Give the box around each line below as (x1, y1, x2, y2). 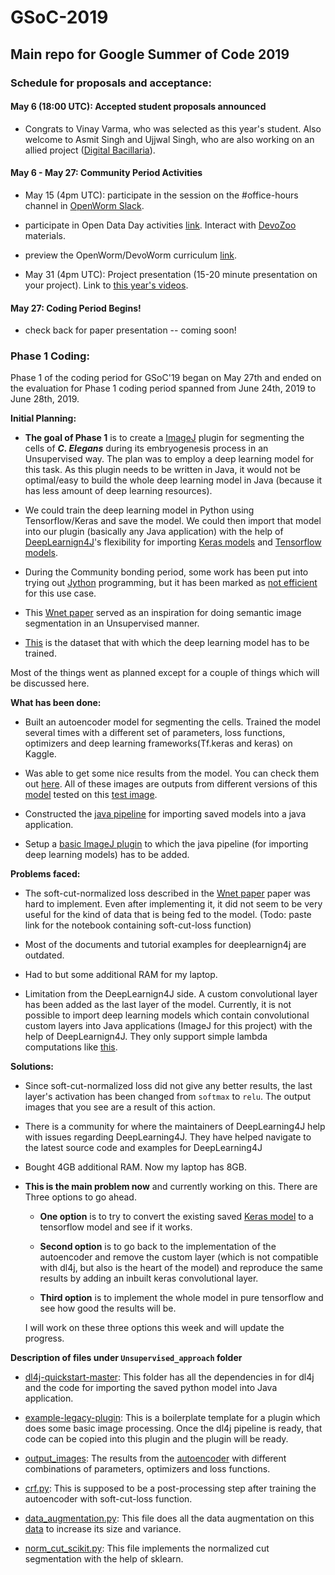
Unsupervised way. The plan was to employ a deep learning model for (24, 453, 315, 465)
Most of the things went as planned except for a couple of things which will (10, 667, 320, 679)
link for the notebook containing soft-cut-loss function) (24, 919, 252, 931)
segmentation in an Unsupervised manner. (24, 617, 200, 630)
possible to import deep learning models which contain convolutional (24, 1009, 310, 1021)
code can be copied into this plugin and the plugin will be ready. (24, 1433, 289, 1445)
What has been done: (10, 697, 102, 709)
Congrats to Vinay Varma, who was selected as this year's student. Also (24, 122, 322, 135)
